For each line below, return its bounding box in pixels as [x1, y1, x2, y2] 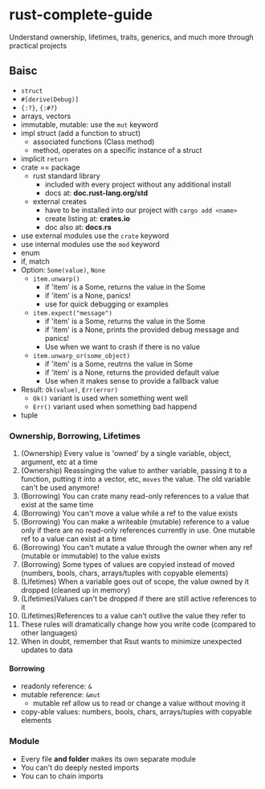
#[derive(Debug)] [20, 95, 79, 104]
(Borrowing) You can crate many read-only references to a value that [20, 491, 250, 501]
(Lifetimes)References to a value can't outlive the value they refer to [20, 611, 246, 621]
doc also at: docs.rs [44, 222, 112, 232]
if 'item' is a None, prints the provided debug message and [44, 324, 239, 335]
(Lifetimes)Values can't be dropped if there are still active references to [20, 594, 257, 604]
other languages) [20, 628, 78, 638]
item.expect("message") [32, 309, 113, 317]
